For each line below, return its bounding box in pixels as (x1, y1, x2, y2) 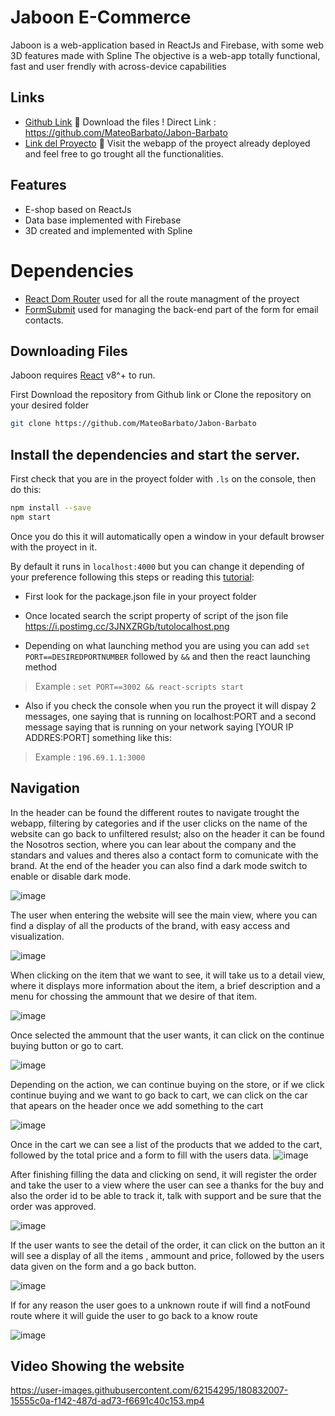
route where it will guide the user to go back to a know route (10, 1309, 258, 1321)
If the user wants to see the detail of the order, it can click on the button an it (10, 1239, 326, 1251)
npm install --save (10, 503, 92, 513)
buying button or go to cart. (10, 1039, 124, 1051)
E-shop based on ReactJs (24, 203, 132, 215)
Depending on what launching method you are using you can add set (24, 639, 310, 651)
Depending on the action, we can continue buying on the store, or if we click (10, 1078, 325, 1090)
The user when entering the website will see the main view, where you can (10, 909, 318, 921)
